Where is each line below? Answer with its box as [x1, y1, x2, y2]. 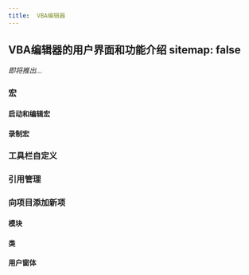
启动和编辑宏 [8, 108, 50, 118]
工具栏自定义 [8, 151, 58, 162]
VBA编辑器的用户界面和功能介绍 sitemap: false [8, 43, 241, 57]
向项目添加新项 [8, 197, 66, 208]
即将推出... [8, 65, 43, 76]
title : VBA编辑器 [8, 11, 66, 20]
